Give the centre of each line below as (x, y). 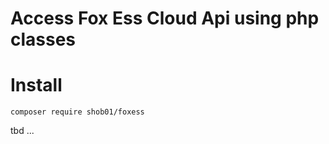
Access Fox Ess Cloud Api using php (165, 18)
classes (43, 39)
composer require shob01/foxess (77, 112)
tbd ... (22, 131)
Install (36, 85)
